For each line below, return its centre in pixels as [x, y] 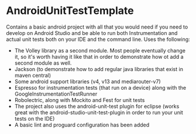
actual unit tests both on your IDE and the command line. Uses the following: [98, 39]
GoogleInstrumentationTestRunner [56, 94]
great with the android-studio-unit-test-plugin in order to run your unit [99, 112]
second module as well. [43, 63]
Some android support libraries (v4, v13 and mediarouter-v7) [87, 81]
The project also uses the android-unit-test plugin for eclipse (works [97, 106]
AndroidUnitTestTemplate [70, 11]
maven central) [33, 75]
